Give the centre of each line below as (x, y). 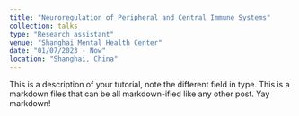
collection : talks (44, 26)
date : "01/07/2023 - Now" (57, 51)
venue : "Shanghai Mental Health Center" (86, 42)
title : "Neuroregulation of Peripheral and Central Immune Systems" (140, 17)
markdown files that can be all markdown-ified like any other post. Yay (140, 94)
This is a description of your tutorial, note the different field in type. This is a (149, 84)
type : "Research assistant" (62, 34)
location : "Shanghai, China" (64, 59)
